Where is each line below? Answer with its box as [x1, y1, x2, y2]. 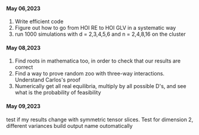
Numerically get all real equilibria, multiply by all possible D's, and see [14, 83, 186, 90]
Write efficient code [14, 18, 64, 25]
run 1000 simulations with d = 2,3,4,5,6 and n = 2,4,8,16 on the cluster [14, 30, 186, 38]
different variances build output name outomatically [6, 122, 133, 129]
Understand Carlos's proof [14, 76, 81, 83]
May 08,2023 [6, 44, 41, 51]
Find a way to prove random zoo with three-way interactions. [14, 70, 165, 77]
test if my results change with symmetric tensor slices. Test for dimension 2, [6, 116, 194, 123]
